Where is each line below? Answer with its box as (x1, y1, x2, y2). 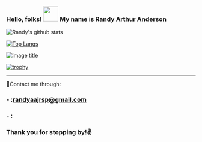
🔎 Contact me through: (6, 81, 61, 88)
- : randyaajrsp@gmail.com (6, 96, 87, 104)
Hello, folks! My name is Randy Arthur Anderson (6, 15, 167, 23)
